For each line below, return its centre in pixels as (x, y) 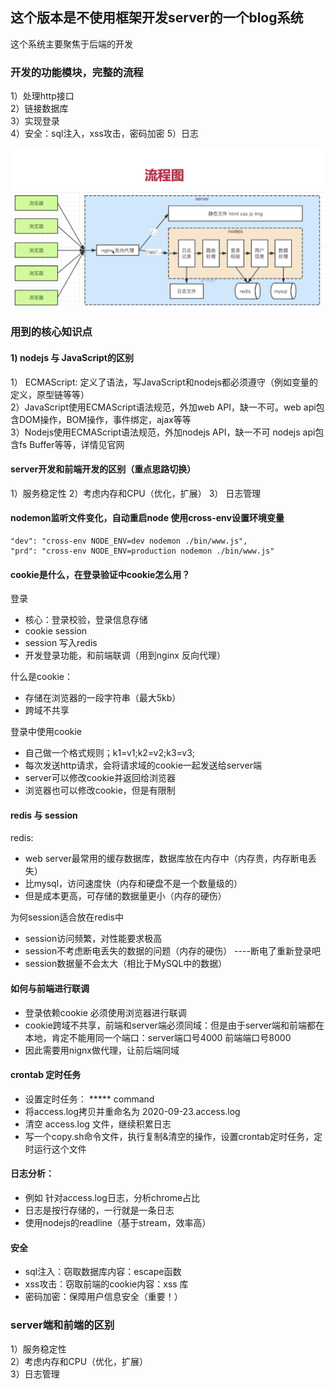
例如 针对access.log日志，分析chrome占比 (112, 1198)
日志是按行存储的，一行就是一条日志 (99, 1210)
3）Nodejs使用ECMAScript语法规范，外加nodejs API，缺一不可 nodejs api (163, 432)
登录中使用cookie (46, 732)
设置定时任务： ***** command (89, 1099)
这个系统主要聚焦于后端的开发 (71, 44)
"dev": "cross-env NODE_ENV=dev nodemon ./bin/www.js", (129, 541)
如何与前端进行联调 (50, 989)
